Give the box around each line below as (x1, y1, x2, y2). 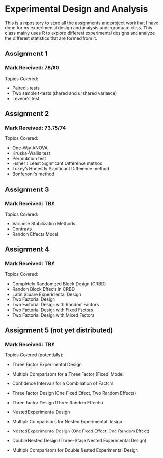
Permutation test (12, 156, 46, 162)
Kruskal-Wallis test (12, 150, 50, 156)
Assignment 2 (5, 109, 49, 118)
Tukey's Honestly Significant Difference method (12, 166, 109, 172)
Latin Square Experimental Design (12, 291, 81, 297)
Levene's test (12, 95, 40, 101)
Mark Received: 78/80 (5, 64, 59, 71)
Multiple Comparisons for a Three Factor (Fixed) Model (12, 371, 124, 377)
